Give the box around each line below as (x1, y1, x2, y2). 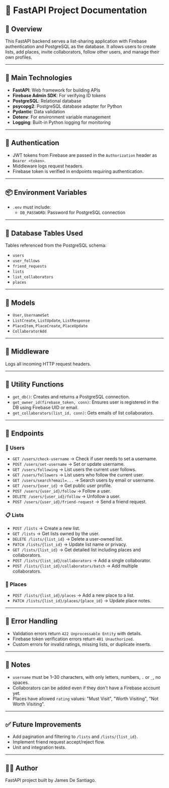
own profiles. (5, 54, 33, 60)
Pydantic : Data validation (12, 108, 65, 114)
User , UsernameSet (12, 312, 49, 318)
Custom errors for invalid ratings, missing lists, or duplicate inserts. (12, 641, 152, 647)
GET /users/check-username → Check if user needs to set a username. (12, 456, 157, 462)
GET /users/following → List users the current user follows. (12, 466, 137, 472)
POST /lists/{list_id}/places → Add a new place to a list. (12, 592, 135, 598)
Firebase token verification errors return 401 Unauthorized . (12, 636, 134, 642)
